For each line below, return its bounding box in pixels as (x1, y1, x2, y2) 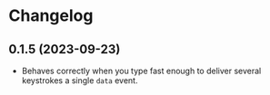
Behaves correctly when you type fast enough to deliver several (21, 65, 262, 76)
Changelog (8, 5, 94, 26)
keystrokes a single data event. (21, 75, 138, 86)
